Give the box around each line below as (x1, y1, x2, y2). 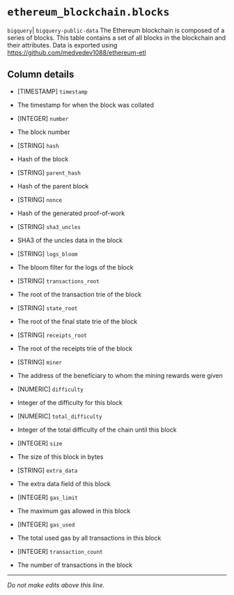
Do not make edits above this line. (7, 580, 105, 589)
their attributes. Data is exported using (7, 41, 118, 49)
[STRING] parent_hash (17, 168, 81, 177)
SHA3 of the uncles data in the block (17, 236, 123, 244)
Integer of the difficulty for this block (17, 398, 123, 406)
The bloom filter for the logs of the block (17, 263, 134, 271)
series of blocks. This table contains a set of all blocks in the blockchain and (7, 34, 226, 42)
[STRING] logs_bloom (17, 249, 78, 258)
